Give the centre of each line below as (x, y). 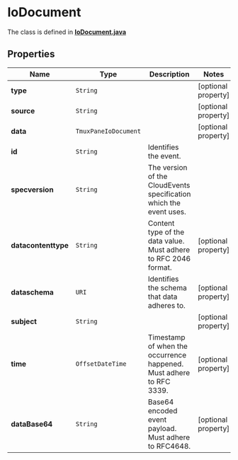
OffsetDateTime (101, 364)
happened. (166, 364)
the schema (168, 287)
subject (24, 321)
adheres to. (166, 305)
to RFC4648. (169, 446)
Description (169, 74)
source (23, 110)
